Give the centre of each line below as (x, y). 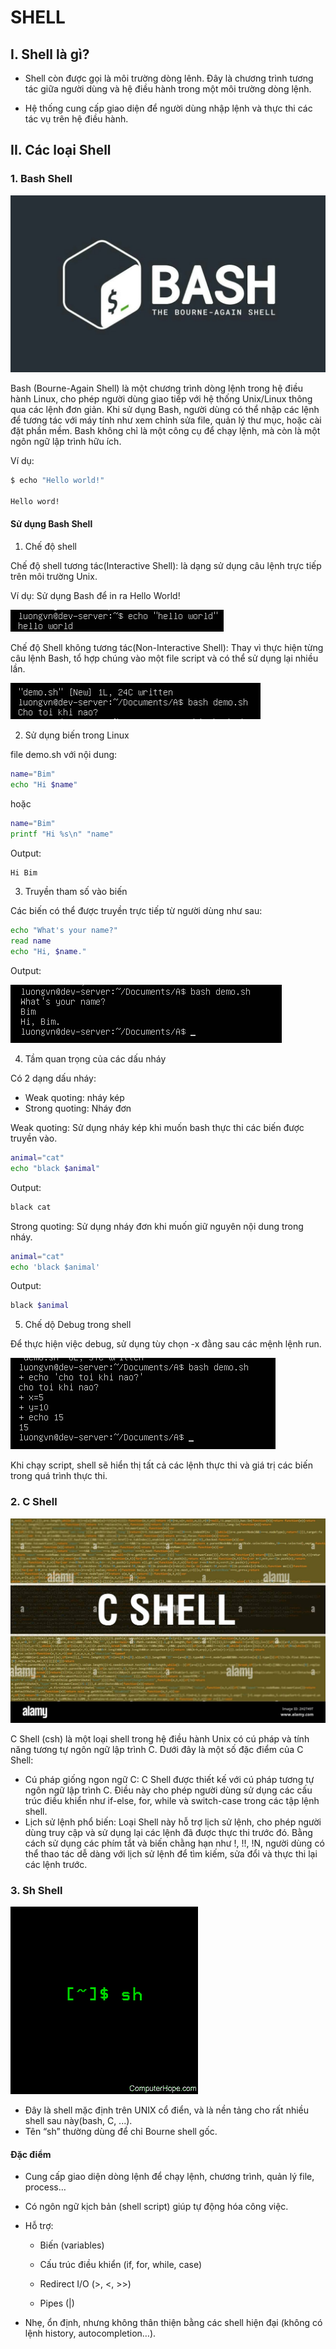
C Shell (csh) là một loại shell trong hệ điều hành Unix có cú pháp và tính (160, 1738)
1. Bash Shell (41, 179)
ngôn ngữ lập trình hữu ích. (66, 442)
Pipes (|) (57, 2303)
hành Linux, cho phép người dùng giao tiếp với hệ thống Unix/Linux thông (161, 399)
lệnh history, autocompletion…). (90, 2333)
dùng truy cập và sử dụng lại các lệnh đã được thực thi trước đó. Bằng (168, 1832)
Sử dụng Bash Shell (51, 524)
